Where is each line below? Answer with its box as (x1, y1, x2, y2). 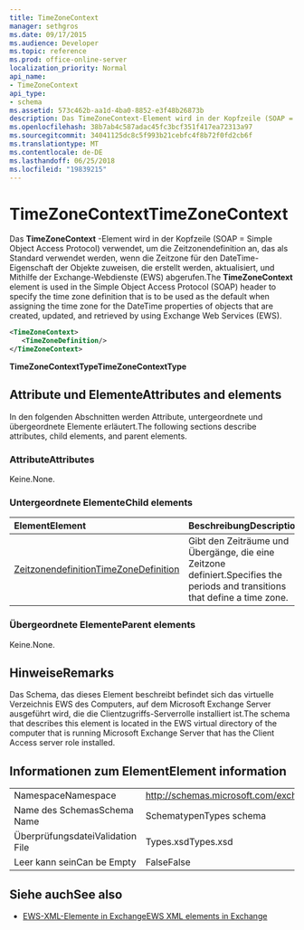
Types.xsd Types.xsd (145, 836, 233, 849)
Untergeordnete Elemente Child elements (9, 496, 193, 508)
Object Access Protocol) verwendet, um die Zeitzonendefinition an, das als (9, 243, 289, 254)
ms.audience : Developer (9, 38, 100, 48)
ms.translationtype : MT (9, 139, 100, 148)
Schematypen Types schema (145, 810, 267, 822)
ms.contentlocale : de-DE (9, 147, 103, 157)
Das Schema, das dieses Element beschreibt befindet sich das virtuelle (9, 689, 274, 700)
